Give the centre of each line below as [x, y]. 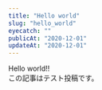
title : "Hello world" [44, 16]
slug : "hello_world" [43, 23]
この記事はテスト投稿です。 [53, 78]
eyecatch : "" [30, 31]
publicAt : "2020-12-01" [48, 38]
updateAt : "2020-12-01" [48, 46]
